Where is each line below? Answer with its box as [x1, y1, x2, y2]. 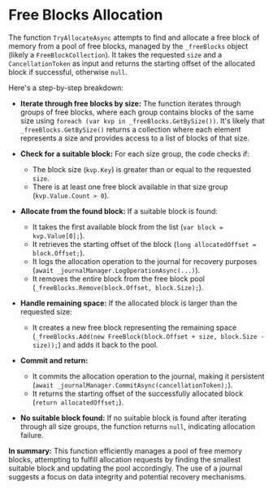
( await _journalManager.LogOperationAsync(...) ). [32, 265, 201, 275]
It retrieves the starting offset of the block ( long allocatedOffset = [32, 239, 257, 249]
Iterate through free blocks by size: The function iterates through [19, 98, 241, 108]
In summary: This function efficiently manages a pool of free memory [8, 445, 242, 456]
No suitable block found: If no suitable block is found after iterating [19, 413, 247, 423]
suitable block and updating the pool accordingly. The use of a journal [8, 463, 243, 473]
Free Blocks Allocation [8, 6, 163, 24]
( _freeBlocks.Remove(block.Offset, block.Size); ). [32, 282, 204, 292]
